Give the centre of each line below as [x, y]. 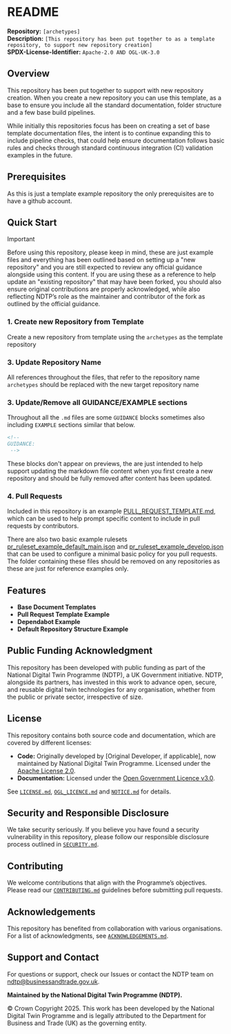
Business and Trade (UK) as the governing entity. [77, 1023]
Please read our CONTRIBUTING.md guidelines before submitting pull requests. [115, 890]
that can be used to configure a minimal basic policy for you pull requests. [112, 554]
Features [27, 591]
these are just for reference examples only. [68, 569]
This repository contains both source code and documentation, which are [111, 735]
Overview [29, 74]
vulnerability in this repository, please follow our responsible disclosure [108, 837]
